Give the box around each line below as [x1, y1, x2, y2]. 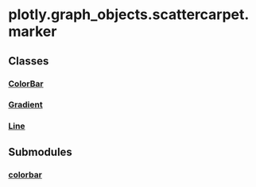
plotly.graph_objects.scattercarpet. [8, 6, 250, 24]
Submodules [8, 145, 73, 158]
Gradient [8, 99, 43, 111]
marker [8, 22, 57, 41]
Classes [8, 54, 49, 68]
